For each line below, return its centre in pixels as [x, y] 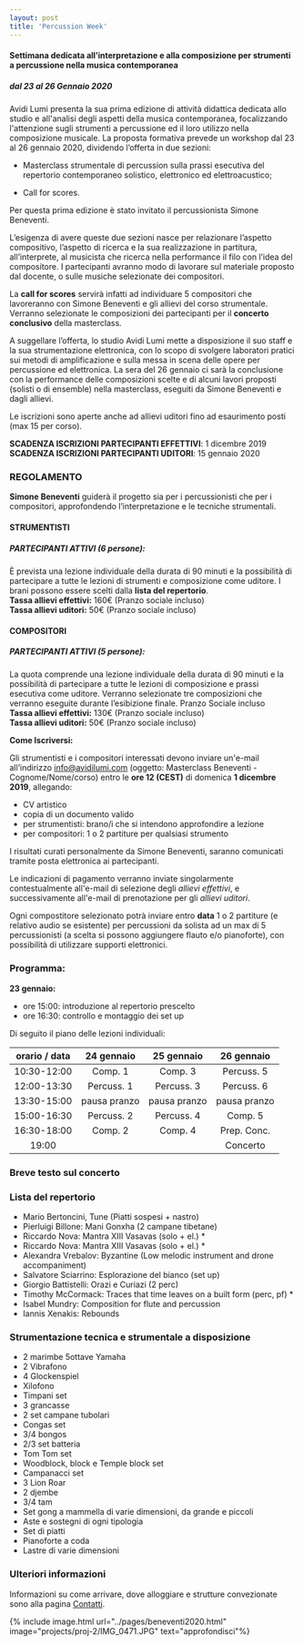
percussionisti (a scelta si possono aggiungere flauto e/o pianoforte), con [147, 935]
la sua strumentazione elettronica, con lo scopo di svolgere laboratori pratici [152, 351]
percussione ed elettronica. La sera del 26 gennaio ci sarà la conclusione [146, 370]
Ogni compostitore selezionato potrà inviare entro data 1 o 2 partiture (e [144, 915]
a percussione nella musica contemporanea [94, 66]
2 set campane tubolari [66, 1415]
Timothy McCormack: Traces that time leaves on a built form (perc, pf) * [158, 1294]
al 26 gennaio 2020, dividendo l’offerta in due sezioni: [110, 148]
